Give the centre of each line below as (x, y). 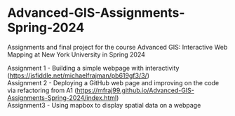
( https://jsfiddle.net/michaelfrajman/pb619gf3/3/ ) (78, 75)
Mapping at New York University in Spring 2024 (76, 55)
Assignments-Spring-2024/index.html (62, 97)
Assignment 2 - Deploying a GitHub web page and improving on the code (113, 82)
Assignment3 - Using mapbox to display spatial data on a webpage (104, 105)
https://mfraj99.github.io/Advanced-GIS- (136, 90)
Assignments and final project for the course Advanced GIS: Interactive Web (117, 47)
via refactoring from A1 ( (42, 90)
